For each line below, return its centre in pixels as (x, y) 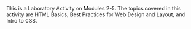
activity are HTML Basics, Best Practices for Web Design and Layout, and (96, 14)
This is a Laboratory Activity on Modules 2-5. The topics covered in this (93, 8)
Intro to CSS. (22, 21)
